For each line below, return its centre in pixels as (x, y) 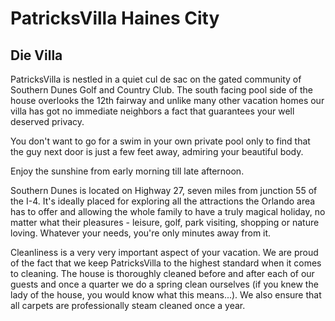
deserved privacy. (47, 121)
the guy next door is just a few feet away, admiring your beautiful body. (157, 151)
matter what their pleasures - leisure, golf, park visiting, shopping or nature (165, 222)
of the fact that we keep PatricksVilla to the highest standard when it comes (166, 263)
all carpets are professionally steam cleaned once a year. (128, 305)
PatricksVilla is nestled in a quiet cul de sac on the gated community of (156, 79)
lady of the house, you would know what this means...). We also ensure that (166, 295)
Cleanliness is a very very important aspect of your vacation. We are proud (164, 252)
